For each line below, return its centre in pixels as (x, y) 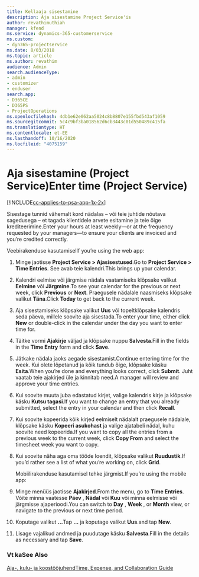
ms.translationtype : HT (36, 127)
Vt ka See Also (27, 555)
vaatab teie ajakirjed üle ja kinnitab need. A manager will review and (97, 377)
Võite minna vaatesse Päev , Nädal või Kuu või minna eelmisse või (96, 498)
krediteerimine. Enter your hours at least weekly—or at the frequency (90, 227)
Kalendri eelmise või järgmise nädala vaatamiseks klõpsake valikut (96, 280)
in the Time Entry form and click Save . (62, 347)
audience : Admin (27, 67)
